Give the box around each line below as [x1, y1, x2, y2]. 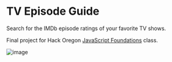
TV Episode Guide [6, 4, 100, 18]
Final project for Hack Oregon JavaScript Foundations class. [6, 36, 158, 44]
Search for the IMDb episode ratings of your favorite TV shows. [6, 25, 166, 32]
